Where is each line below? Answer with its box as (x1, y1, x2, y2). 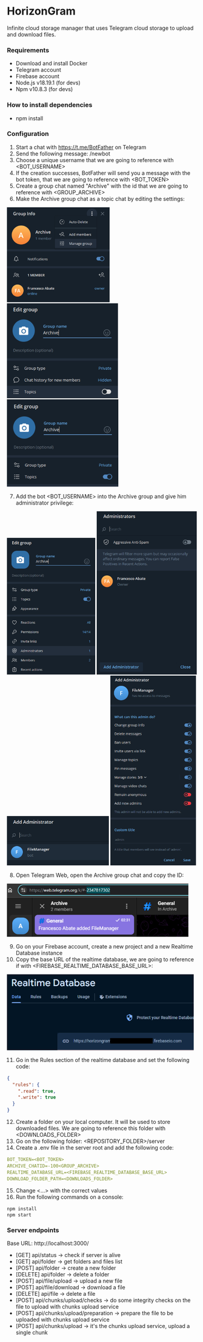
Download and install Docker (15, 60, 88, 67)
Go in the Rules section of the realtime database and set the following (15, 1056, 190, 1063)
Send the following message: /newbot (15, 150, 111, 157)
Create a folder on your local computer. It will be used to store (15, 1119, 170, 1126)
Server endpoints (7, 1225, 59, 1234)
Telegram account (15, 66, 61, 73)
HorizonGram (7, 4, 76, 18)
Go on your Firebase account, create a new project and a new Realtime (15, 942, 193, 950)
